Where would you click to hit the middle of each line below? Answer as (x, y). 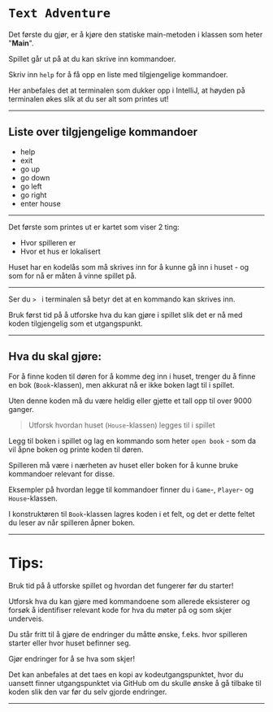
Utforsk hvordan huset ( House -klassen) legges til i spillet (121, 425)
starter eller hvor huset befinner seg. (70, 643)
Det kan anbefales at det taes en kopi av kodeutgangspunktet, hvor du (126, 674)
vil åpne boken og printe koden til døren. (76, 449)
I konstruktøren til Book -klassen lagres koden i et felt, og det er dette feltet (132, 514)
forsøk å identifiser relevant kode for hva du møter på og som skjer (120, 610)
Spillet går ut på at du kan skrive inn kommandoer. (92, 59)
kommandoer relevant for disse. (62, 474)
